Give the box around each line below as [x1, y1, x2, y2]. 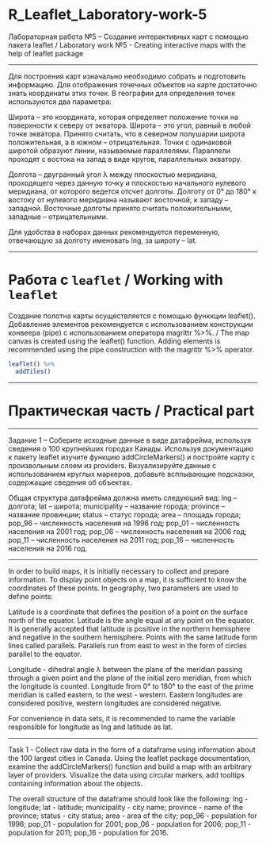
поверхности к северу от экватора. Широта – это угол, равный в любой [8, 121, 252, 130]
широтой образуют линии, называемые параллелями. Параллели [8, 145, 231, 156]
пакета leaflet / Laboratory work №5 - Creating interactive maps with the [8, 40, 247, 49]
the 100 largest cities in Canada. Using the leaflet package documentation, [8, 753, 251, 762]
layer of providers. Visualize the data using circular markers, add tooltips [8, 770, 245, 779]
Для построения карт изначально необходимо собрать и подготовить [8, 71, 246, 81]
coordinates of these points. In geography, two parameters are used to [8, 583, 239, 593]
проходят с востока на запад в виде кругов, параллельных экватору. [8, 154, 243, 163]
